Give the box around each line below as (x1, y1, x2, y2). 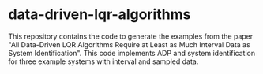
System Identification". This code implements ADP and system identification (8, 48, 255, 57)
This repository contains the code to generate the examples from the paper (8, 31, 254, 41)
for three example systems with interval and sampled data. (8, 57, 199, 66)
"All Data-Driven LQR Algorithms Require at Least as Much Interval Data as (8, 39, 250, 49)
